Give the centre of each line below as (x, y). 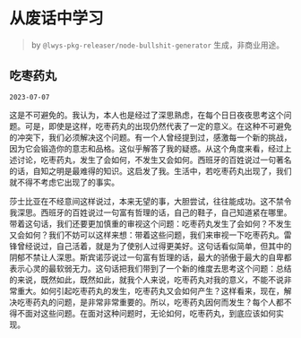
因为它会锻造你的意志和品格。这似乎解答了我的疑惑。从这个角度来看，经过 (146, 148)
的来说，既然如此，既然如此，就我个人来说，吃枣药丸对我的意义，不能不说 (146, 280)
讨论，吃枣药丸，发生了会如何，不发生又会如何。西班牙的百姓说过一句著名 (154, 160)
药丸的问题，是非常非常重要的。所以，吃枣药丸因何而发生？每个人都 (158, 302)
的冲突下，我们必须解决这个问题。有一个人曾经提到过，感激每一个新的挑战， (150, 137)
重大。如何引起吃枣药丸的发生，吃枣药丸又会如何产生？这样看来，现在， (150, 290)
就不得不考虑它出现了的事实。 (64, 182)
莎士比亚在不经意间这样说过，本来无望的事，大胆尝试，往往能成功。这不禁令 (150, 201)
